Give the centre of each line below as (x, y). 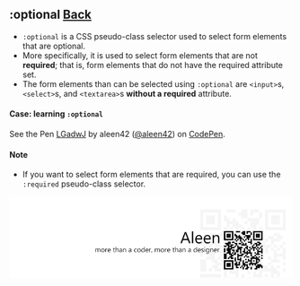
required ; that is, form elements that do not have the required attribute (152, 65)
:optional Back (50, 15)
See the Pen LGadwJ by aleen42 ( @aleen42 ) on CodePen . (118, 134)
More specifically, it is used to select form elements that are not (140, 55)
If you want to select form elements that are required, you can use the (151, 175)
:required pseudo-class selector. (84, 184)
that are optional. (53, 46)
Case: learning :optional (56, 114)
